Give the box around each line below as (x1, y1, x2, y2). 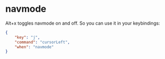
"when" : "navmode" (14, 44, 54, 49)
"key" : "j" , (14, 34, 40, 40)
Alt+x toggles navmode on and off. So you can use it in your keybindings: (5, 20, 160, 26)
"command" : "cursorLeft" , (14, 40, 70, 45)
